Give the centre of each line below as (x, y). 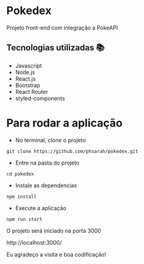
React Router (32, 91)
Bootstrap (28, 85)
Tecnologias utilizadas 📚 (55, 48)
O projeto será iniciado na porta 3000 (54, 230)
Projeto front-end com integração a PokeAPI (62, 28)
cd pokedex (20, 174)
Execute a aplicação (40, 208)
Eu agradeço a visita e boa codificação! (56, 254)
